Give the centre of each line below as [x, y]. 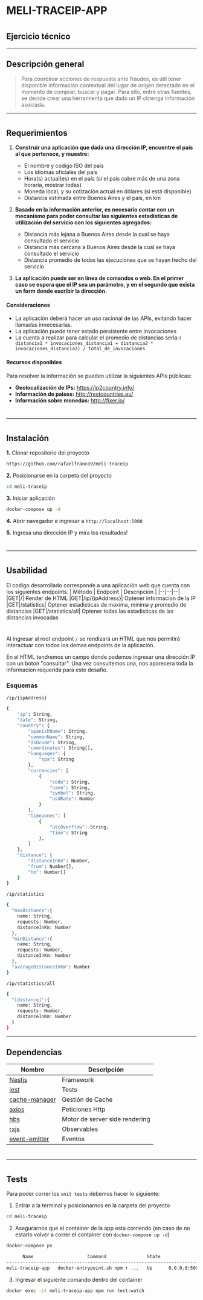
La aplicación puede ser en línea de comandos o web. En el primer [99, 278]
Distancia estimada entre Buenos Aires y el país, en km [92, 198]
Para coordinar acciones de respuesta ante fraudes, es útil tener [101, 79]
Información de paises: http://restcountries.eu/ [74, 394]
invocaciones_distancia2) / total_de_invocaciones [80, 349]
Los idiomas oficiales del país [61, 172]
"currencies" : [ [48, 770]
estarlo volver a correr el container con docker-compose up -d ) [92, 1235]
